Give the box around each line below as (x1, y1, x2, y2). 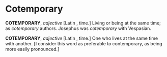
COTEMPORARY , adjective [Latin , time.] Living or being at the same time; (5, 20, 161, 26)
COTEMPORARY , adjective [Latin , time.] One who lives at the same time (5, 35, 158, 41)
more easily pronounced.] (5, 46, 60, 52)
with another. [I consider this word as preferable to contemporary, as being (5, 40, 162, 46)
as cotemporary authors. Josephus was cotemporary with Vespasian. (5, 25, 152, 31)
